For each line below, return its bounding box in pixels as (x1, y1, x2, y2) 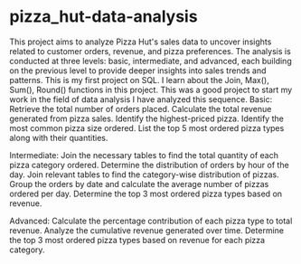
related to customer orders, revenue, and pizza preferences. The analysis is (9, 45, 291, 56)
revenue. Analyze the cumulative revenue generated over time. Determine (9, 224, 285, 236)
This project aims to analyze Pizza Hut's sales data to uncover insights (9, 36, 272, 47)
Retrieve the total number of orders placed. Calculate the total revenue (9, 103, 272, 114)
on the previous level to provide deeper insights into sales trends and (9, 65, 267, 76)
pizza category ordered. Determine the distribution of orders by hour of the (9, 159, 289, 170)
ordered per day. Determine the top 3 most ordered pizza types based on (9, 188, 283, 199)
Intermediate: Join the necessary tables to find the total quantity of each (9, 149, 278, 160)
